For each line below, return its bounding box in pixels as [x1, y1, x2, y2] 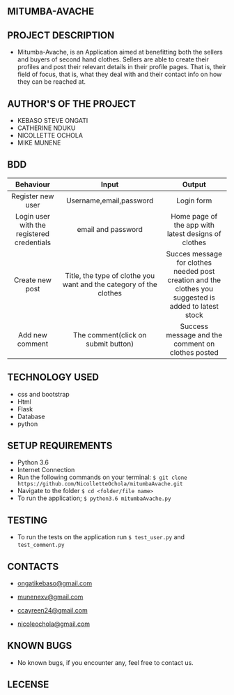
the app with [173, 220, 214, 230]
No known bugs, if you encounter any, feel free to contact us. [17, 658, 194, 666]
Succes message [166, 249, 223, 258]
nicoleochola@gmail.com [17, 620, 91, 628]
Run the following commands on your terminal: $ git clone [17, 473, 188, 481]
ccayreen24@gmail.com [17, 606, 88, 615]
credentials [14, 237, 51, 247]
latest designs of [166, 228, 221, 238]
